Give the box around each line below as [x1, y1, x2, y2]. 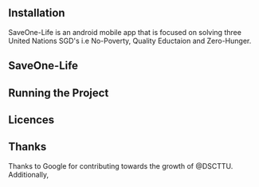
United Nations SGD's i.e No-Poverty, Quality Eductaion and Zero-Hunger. [8, 36, 252, 45]
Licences [8, 113, 55, 127]
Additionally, [8, 169, 49, 179]
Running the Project [8, 86, 109, 99]
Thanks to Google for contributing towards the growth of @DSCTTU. [8, 161, 233, 170]
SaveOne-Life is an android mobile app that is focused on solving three [8, 27, 241, 37]
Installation [8, 6, 65, 20]
